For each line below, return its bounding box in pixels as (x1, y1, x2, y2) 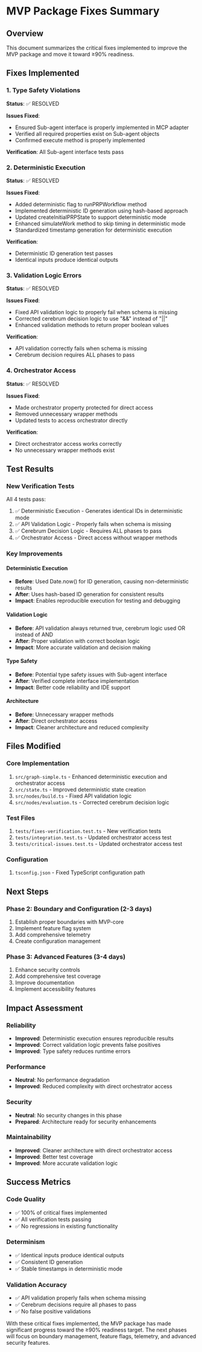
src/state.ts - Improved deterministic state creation (14, 785, 146, 793)
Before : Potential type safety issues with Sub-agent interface (14, 671, 168, 678)
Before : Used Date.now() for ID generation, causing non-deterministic (14, 578, 189, 585)
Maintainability (6, 1133, 51, 1141)
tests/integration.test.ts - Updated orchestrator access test (14, 834, 172, 841)
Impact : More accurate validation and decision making (14, 644, 151, 651)
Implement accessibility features (14, 985, 96, 993)
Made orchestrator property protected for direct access (14, 404, 154, 411)
